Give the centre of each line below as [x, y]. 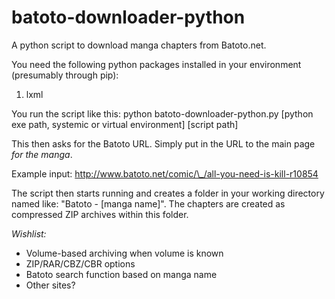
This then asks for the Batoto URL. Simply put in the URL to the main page [163, 143]
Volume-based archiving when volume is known [124, 253]
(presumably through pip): [65, 75]
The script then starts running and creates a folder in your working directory [168, 193]
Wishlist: [29, 233]
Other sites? [50, 285]
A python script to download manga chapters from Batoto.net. [139, 45]
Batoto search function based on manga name [121, 274]
